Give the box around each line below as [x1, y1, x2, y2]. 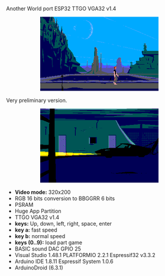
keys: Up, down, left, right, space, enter [14, 220, 112, 227]
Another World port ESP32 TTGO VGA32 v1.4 [6, 5, 117, 12]
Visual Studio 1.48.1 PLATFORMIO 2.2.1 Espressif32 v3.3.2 [14, 252, 156, 258]
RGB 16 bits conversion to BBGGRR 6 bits [14, 195, 115, 202]
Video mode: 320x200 [14, 189, 71, 195]
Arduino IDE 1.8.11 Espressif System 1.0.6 [14, 258, 114, 265]
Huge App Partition [14, 207, 62, 214]
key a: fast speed [14, 226, 57, 233]
